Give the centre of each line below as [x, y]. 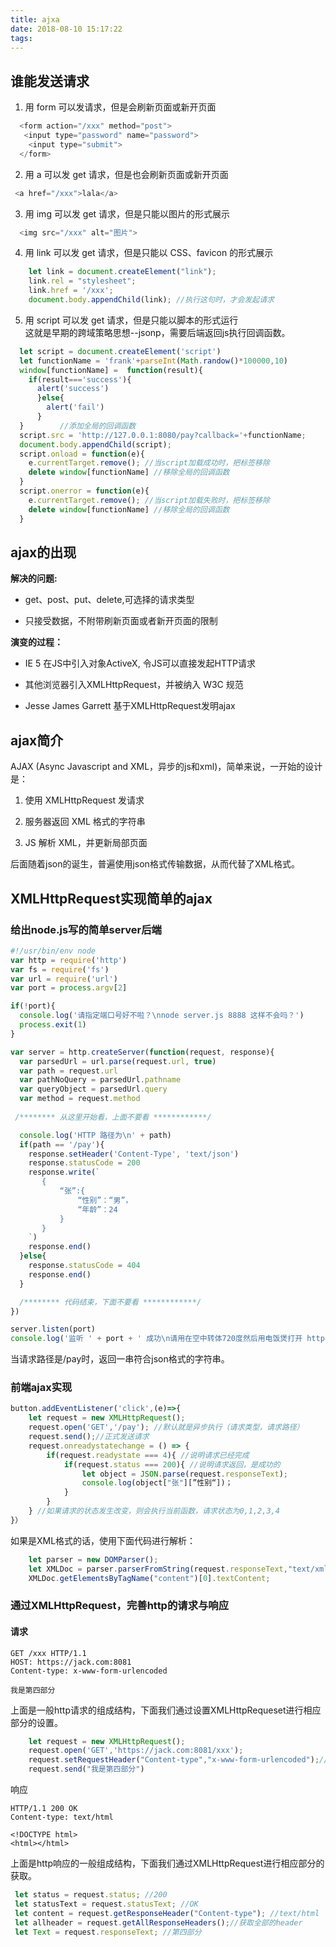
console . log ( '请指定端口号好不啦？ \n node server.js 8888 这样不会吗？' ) [162, 1016]
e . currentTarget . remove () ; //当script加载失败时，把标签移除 [149, 500]
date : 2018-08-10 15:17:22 [66, 29]
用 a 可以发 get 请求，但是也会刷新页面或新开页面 [126, 174]
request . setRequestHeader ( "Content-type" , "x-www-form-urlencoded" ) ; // [178, 1760]
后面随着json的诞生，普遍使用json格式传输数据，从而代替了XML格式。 [155, 864]
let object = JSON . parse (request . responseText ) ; [184, 1474]
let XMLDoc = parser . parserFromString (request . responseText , [158, 1569]
